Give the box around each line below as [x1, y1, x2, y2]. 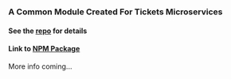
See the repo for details [8, 26, 88, 36]
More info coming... [8, 62, 72, 71]
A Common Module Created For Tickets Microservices [8, 6, 223, 17]
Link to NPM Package [8, 44, 80, 54]
